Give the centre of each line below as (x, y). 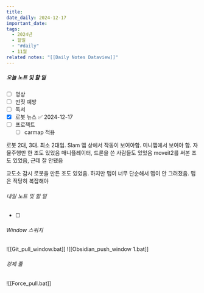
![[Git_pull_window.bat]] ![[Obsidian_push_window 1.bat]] (78, 249)
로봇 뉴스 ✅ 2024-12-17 (44, 117)
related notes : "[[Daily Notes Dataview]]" (62, 57)
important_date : (27, 23)
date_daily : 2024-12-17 (37, 18)
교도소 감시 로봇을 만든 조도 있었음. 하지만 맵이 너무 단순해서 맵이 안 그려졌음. (98, 173)
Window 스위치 (25, 230)
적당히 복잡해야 (30, 181)
